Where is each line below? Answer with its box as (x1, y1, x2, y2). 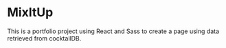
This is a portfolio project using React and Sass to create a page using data (7, 27, 220, 35)
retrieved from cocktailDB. (7, 34, 82, 42)
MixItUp (7, 5, 54, 20)
